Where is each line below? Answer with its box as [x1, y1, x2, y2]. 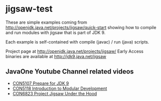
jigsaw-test [5, 3, 53, 14]
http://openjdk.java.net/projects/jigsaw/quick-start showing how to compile [5, 24, 157, 30]
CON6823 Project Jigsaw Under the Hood [12, 90, 97, 96]
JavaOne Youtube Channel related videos [5, 68, 134, 76]
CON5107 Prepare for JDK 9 [12, 80, 70, 86]
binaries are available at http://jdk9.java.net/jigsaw [5, 53, 107, 59]
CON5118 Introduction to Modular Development [12, 86, 107, 91]
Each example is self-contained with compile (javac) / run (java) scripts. [5, 39, 150, 44]
